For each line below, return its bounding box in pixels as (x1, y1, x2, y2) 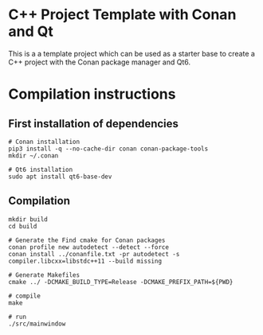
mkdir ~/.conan (8, 151, 59, 160)
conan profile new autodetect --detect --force (8, 243, 170, 251)
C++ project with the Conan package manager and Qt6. (8, 57, 191, 67)
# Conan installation (8, 138, 80, 146)
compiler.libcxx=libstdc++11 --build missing (8, 257, 162, 265)
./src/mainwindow (8, 320, 66, 328)
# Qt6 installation (8, 166, 73, 173)
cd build (8, 222, 37, 230)
